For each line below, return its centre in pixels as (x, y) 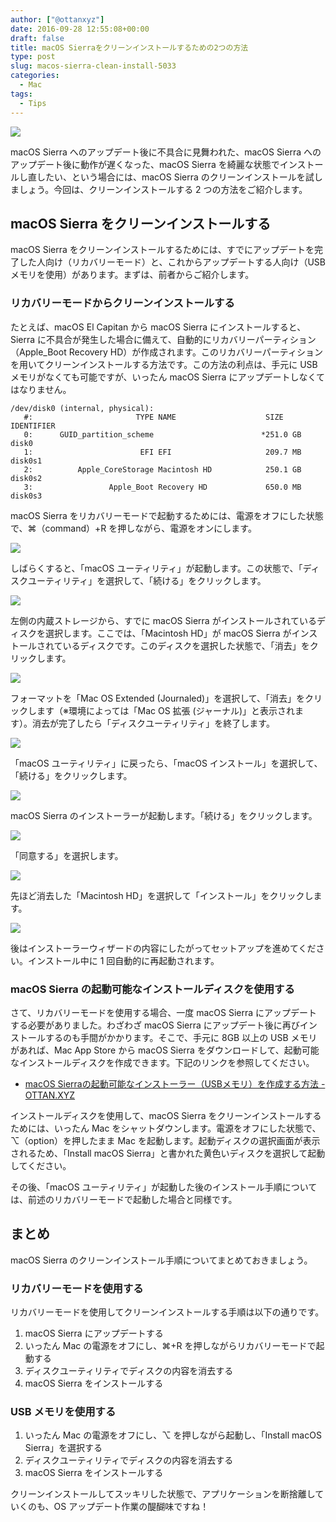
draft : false (37, 38)
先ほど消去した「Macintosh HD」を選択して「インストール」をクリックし (162, 895)
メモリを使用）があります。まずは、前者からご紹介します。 (132, 275)
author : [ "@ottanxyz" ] (57, 19)
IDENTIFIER (33, 426)
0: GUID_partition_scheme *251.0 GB (162, 434)
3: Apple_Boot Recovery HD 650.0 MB (162, 487)
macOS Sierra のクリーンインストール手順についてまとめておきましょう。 (161, 1260)
